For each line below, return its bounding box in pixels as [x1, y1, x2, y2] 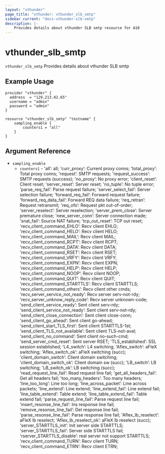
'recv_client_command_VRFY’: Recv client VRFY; [19, 255, 117, 261]
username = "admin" [9, 99, 50, 104]
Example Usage [5, 77, 54, 86]
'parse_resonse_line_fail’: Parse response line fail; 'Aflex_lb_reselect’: [19, 412, 159, 417]
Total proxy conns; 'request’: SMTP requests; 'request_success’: [19, 171, 150, 177]
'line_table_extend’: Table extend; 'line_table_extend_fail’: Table [19, 391, 147, 397]
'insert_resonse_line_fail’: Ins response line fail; [19, 401, 115, 407]
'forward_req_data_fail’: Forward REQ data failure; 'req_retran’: [19, 197, 146, 203]
